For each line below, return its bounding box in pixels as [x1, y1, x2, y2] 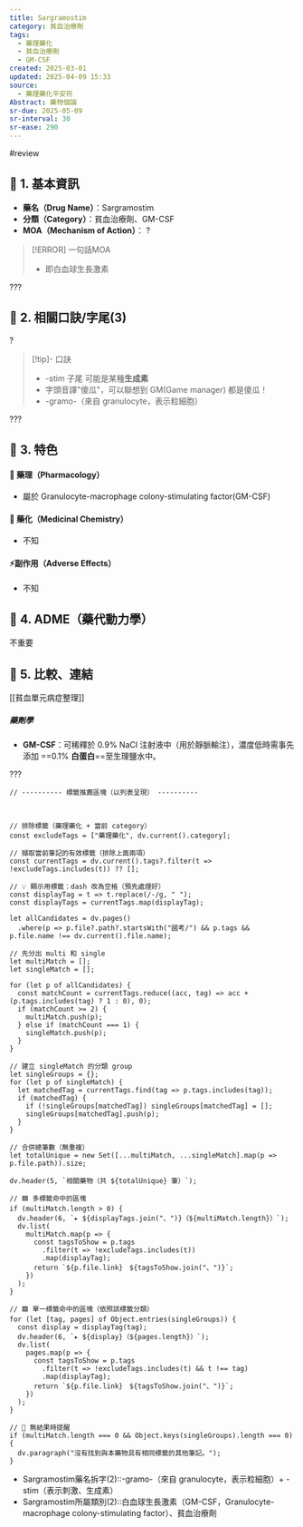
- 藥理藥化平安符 [17, 89, 73, 98]
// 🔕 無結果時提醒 [9, 1424, 71, 1433]
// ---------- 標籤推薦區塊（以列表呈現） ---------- [9, 788, 199, 798]
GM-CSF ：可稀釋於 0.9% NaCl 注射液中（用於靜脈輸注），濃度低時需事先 [22, 739, 295, 750]
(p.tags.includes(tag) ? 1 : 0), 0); [9, 997, 152, 1006]
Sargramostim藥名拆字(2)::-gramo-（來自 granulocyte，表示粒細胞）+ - [22, 1473, 290, 1484]
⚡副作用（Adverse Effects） [9, 558, 117, 569]
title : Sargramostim [9, 13, 88, 23]
